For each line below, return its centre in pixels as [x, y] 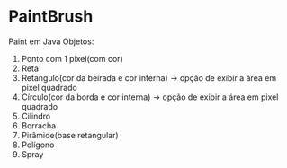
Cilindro [36, 116]
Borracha [39, 125]
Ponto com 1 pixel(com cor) [72, 58]
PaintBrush [51, 17]
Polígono [38, 145]
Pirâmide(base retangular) [70, 135]
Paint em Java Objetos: [51, 41]
